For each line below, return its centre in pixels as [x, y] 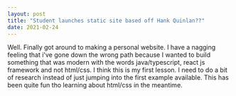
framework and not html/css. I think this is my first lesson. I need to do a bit [117, 70]
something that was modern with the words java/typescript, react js [106, 63]
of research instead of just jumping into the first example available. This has [118, 78]
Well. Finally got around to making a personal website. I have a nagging [112, 48]
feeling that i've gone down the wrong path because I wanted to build [109, 55]
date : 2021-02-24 [33, 27]
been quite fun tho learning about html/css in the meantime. [95, 85]
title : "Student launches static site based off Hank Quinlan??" [106, 21]
